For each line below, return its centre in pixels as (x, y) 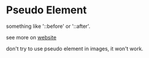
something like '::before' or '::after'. (48, 26)
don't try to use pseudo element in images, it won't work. (75, 48)
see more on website (31, 37)
